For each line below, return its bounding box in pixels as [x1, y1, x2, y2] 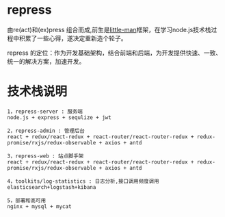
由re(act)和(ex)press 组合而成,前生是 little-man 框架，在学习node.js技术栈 [7, 25, 211, 34]
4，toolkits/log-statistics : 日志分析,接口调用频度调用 [7, 177, 159, 185]
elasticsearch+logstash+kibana [7, 183, 96, 190]
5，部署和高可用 [7, 197, 47, 204]
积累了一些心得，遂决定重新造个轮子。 [18, 34, 127, 42]
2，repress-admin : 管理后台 [7, 127, 85, 134]
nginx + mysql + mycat [7, 203, 72, 210]
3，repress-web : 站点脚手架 [7, 153, 84, 159]
